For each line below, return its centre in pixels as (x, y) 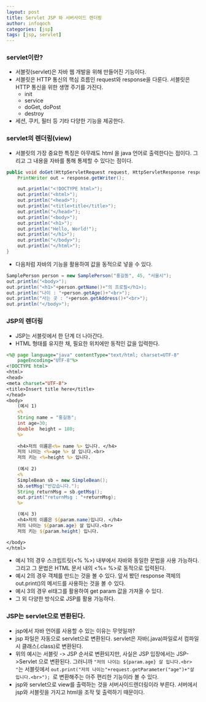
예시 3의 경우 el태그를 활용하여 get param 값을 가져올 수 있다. (89, 591)
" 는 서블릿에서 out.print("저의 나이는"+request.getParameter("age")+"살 (105, 669)
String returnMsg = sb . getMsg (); (60, 492)
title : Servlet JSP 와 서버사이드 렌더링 (54, 18)
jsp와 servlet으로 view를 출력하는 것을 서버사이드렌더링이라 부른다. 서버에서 (106, 684)
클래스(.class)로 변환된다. (52, 646)
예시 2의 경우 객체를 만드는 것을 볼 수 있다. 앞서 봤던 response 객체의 (98, 576)
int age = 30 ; (32, 424)
